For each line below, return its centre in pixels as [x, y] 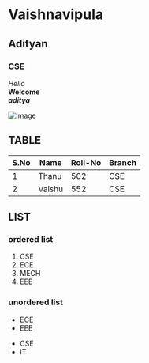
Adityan [28, 44]
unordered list [35, 302]
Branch [123, 162]
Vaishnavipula [56, 15]
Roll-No [86, 162]
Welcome [24, 92]
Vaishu [51, 189]
